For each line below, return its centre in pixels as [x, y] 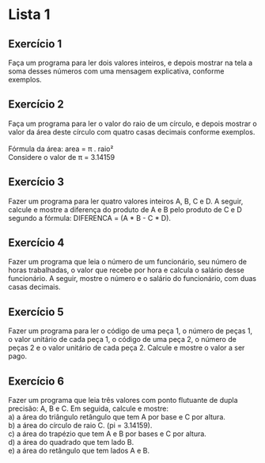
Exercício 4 [36, 243]
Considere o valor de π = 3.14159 [62, 157]
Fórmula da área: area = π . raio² [61, 149]
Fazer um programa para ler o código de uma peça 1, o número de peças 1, [131, 331]
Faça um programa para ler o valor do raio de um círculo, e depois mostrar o [132, 123]
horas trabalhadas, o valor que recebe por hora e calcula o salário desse [127, 270]
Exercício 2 [36, 104]
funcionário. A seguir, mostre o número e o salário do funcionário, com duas [132, 279]
